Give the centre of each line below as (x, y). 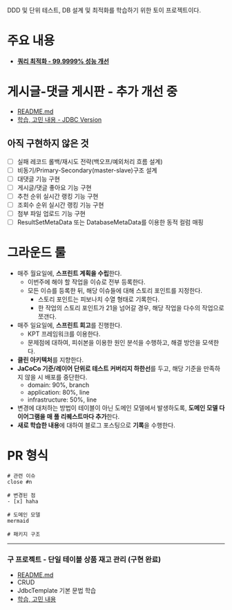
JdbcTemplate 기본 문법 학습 (57, 591)
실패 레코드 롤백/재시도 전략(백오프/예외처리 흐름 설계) (90, 161)
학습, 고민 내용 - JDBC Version (59, 119)
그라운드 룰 (37, 253)
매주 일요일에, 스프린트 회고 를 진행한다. (69, 325)
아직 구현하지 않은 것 (48, 144)
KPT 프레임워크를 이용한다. (64, 334)
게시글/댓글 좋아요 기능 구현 (54, 187)
